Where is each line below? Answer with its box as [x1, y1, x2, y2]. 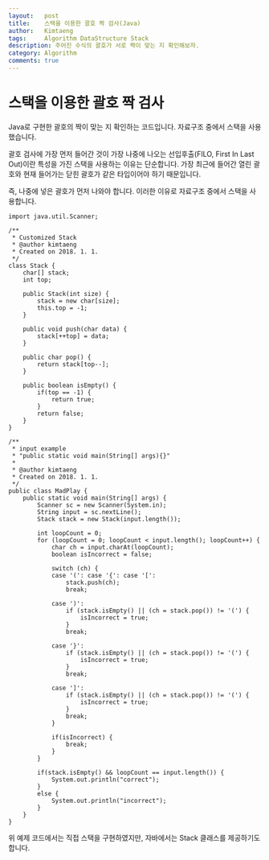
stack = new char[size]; [37, 297, 120, 305]
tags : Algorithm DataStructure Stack [8, 34, 149, 43]
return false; [37, 409, 84, 418]
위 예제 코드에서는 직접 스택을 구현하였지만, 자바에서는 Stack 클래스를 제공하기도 [8, 833, 261, 842]
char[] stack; [22, 269, 70, 277]
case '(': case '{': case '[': [51, 571, 157, 579]
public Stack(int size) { [22, 290, 110, 298]
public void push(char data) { [22, 325, 128, 333]
